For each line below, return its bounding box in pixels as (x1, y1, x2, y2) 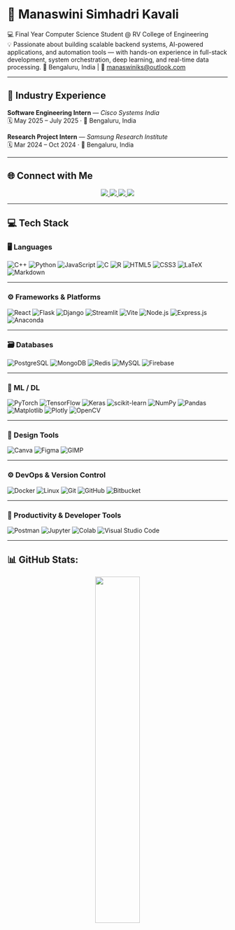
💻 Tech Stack (7, 217, 69, 229)
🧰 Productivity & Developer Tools (7, 510, 122, 520)
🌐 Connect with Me (7, 170, 93, 182)
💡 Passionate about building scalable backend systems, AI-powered (7, 40, 204, 48)
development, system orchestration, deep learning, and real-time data (7, 55, 209, 64)
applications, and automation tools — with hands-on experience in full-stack (7, 48, 227, 56)
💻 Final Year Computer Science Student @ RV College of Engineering (7, 29, 208, 38)
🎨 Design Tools (7, 431, 59, 440)
